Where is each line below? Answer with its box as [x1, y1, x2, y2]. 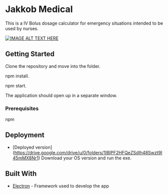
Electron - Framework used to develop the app [12, 182, 109, 189]
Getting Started [5, 50, 55, 58]
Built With [5, 169, 37, 178]
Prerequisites [5, 105, 39, 112]
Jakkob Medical [5, 4, 73, 15]
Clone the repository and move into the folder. [5, 63, 101, 69]
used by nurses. [5, 25, 39, 31]
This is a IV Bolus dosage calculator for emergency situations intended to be [5, 20, 163, 26]
